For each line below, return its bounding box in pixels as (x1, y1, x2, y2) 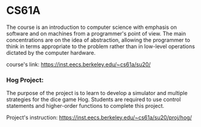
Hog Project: (6, 76, 44, 84)
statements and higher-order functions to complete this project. (6, 102, 165, 110)
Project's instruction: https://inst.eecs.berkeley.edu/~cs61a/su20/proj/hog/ (6, 114, 192, 121)
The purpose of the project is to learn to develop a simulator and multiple (6, 90, 188, 97)
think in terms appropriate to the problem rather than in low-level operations (6, 43, 195, 50)
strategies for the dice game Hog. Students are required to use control (6, 96, 181, 103)
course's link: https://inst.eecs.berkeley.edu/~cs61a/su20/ (6, 61, 151, 68)
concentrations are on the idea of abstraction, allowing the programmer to (6, 36, 190, 43)
